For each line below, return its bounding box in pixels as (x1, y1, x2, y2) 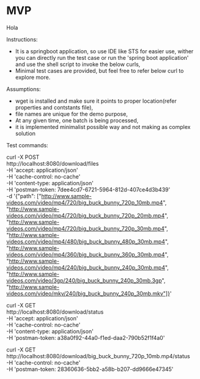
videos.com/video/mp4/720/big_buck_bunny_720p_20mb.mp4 (6, 212, 165, 219)
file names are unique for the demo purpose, (15, 110, 128, 117)
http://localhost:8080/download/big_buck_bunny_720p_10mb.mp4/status (6, 352, 191, 359)
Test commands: (6, 141, 49, 149)
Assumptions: (6, 85, 41, 92)
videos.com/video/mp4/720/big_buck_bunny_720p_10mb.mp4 (6, 199, 163, 206)
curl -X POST (6, 153, 40, 161)
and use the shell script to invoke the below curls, (15, 61, 141, 68)
